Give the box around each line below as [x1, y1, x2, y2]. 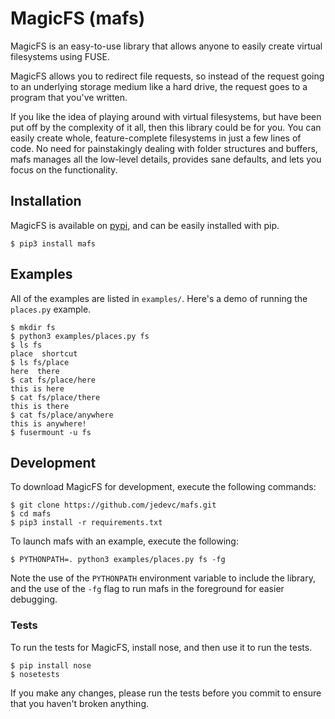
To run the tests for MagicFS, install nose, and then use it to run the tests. [10, 641, 313, 653]
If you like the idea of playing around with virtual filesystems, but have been [10, 110, 322, 122]
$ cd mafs [10, 509, 52, 519]
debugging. [10, 593, 58, 606]
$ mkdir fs [10, 322, 56, 332]
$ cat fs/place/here [10, 375, 97, 385]
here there [10, 366, 60, 376]
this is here [10, 383, 65, 394]
